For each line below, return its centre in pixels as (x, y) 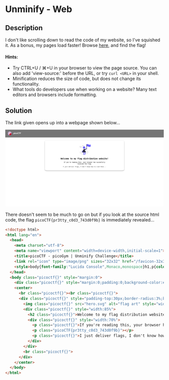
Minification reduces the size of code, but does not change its (77, 79)
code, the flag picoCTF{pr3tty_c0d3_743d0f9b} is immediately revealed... (80, 219)
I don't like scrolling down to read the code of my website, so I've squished (83, 40)
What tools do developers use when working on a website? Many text (84, 90)
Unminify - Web (39, 9)
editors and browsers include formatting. (55, 95)
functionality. (26, 84)
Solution (19, 110)
